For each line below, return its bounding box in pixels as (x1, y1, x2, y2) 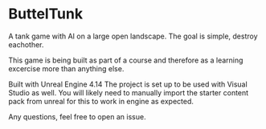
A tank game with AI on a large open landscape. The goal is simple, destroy (8, 31, 259, 41)
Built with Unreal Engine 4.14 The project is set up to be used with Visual (8, 79, 248, 89)
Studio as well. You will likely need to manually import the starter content (8, 87, 249, 97)
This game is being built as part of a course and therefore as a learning (8, 55, 243, 65)
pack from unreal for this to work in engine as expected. (8, 96, 194, 106)
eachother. (8, 39, 44, 49)
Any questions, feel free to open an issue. (8, 111, 146, 121)
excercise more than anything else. (8, 63, 125, 73)
